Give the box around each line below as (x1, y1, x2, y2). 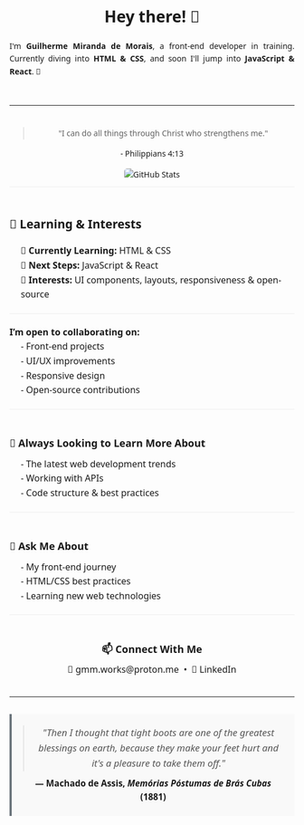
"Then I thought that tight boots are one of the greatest (42, 725, 275, 739)
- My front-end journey (21, 560, 117, 573)
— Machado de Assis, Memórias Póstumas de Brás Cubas (34, 776, 271, 790)
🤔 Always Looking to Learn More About (9, 436, 206, 451)
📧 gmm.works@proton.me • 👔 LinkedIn (67, 663, 237, 676)
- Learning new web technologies (21, 589, 161, 602)
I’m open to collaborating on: (9, 325, 140, 339)
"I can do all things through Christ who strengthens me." (58, 127, 269, 139)
